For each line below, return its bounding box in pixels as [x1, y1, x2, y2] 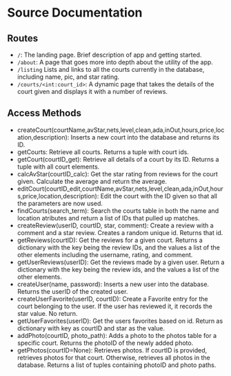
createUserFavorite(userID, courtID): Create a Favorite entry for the [17, 294, 208, 303]
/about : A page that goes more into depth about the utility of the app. [17, 58, 214, 66]
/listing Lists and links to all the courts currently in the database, [17, 66, 205, 73]
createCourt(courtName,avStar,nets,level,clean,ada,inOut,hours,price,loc [17, 126, 225, 134]
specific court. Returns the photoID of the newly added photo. [17, 339, 194, 347]
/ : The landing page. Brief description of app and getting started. [17, 50, 202, 59]
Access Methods [7, 107, 81, 119]
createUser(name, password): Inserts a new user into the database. [17, 280, 209, 288]
